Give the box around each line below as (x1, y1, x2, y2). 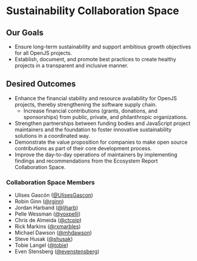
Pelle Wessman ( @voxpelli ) (14, 210, 81, 217)
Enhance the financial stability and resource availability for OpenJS (14, 94, 178, 101)
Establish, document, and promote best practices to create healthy (14, 56, 176, 62)
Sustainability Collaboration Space (6, 4, 179, 18)
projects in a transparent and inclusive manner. (14, 62, 129, 69)
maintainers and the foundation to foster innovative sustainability (14, 125, 172, 133)
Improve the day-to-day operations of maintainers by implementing (14, 151, 178, 158)
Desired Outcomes (6, 79, 76, 89)
